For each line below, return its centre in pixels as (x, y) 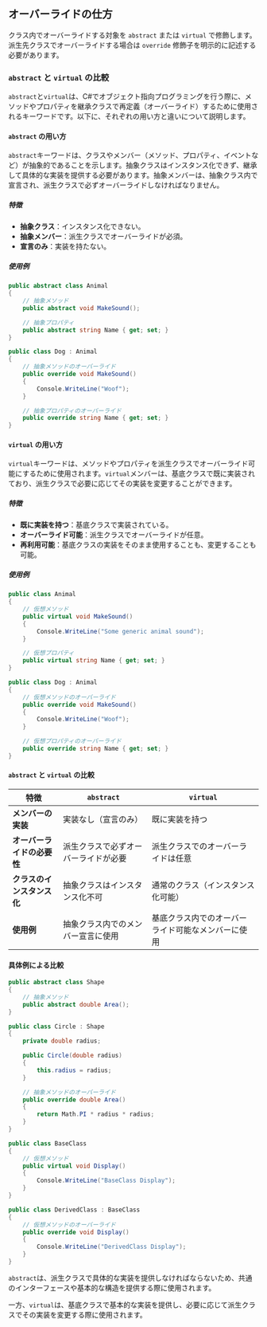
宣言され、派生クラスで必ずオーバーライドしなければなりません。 (116, 185)
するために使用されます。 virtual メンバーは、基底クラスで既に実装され (139, 473)
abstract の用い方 (37, 136)
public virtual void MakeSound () (78, 616)
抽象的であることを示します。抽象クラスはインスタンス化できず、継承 (143, 165)
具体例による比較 (36, 965)
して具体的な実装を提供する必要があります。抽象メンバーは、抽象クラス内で (133, 175)
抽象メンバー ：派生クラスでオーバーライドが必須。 (103, 237)
